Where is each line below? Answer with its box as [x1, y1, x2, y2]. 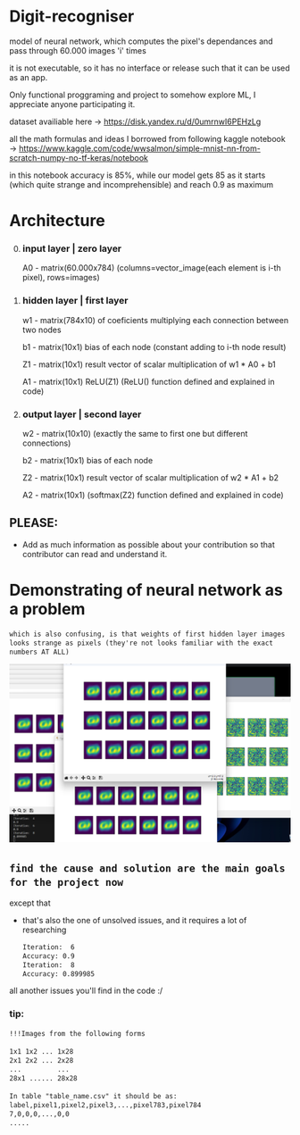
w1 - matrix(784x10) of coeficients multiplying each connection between [21, 314, 288, 325]
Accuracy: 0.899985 [21, 970, 96, 979]
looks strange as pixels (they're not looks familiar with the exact [9, 638, 274, 647]
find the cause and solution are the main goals [9, 862, 286, 874]
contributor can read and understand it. [21, 548, 168, 559]
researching [21, 924, 67, 935]
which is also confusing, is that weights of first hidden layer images [9, 630, 286, 638]
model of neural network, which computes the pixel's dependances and [9, 36, 274, 46]
